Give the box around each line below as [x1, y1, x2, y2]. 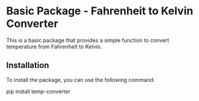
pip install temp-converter [6, 88, 71, 95]
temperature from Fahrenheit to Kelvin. [6, 43, 102, 50]
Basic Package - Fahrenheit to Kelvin [6, 4, 194, 18]
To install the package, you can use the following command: [6, 76, 155, 83]
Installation [6, 60, 49, 71]
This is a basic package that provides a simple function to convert [6, 36, 170, 44]
